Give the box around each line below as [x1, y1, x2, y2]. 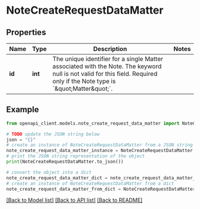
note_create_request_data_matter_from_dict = [6, 186, 121, 192]
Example [6, 104, 39, 115]
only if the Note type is [52, 77, 116, 85]
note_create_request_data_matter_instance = [6, 148, 118, 154]
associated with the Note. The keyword [52, 62, 162, 70]
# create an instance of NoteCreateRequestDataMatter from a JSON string [6, 142, 193, 148]
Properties [6, 27, 46, 37]
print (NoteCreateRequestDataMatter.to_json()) [6, 159, 124, 165]
